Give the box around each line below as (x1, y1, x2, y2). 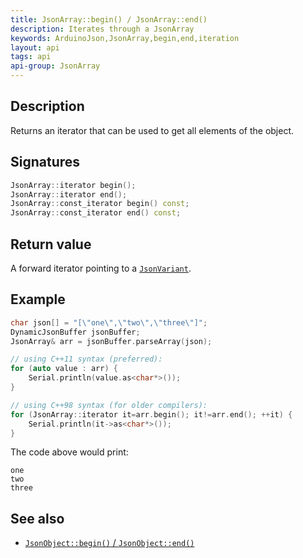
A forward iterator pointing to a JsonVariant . (10, 262, 192, 274)
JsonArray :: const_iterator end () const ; (10, 208, 182, 218)
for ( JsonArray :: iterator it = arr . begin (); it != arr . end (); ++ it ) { (10, 409, 293, 420)
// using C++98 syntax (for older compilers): (10, 400, 208, 410)
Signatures (10, 154, 81, 171)
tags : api (10, 52, 52, 62)
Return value (10, 236, 92, 253)
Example (10, 291, 66, 308)
